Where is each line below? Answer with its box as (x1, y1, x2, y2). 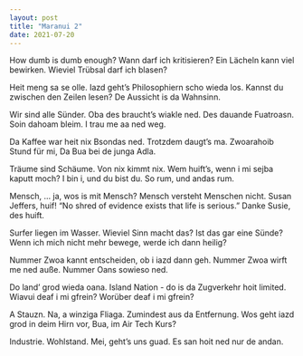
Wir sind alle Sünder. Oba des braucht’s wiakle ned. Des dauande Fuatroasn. (9, 110, 294, 120)
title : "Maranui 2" (9, 22, 83, 31)
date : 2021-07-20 (9, 30, 75, 39)
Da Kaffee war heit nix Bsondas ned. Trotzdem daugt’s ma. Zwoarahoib (9, 137, 274, 148)
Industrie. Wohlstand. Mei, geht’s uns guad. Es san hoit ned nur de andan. (9, 336, 284, 347)
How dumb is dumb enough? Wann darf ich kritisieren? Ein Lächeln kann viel (9, 55, 295, 66)
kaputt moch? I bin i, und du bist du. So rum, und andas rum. (9, 173, 235, 184)
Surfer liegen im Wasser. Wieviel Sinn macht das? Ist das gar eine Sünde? (9, 227, 283, 238)
